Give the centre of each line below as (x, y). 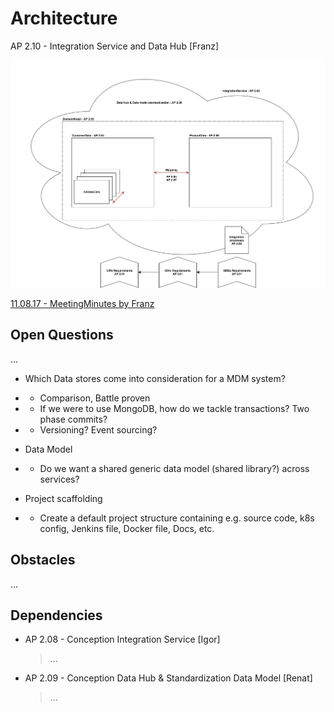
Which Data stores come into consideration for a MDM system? (155, 378)
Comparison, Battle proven (95, 398)
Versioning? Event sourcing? (98, 429)
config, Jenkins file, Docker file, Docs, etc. (127, 528)
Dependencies (56, 615)
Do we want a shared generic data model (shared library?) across (174, 468)
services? (59, 479)
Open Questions (62, 335)
